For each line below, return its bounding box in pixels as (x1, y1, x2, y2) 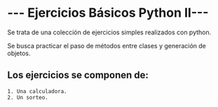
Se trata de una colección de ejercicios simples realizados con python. (7, 28, 212, 36)
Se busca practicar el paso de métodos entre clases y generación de (7, 41, 207, 50)
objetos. (7, 49, 31, 57)
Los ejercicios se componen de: (7, 69, 149, 81)
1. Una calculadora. (7, 87, 68, 95)
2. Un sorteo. (7, 94, 49, 101)
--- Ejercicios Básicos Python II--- (7, 5, 209, 21)
